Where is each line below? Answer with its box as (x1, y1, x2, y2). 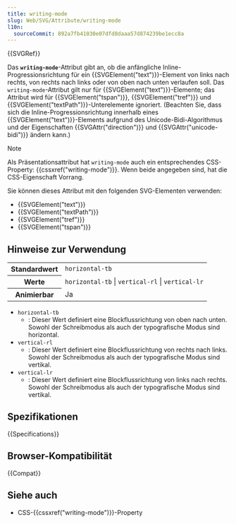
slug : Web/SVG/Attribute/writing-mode (7, 17, 121, 24)
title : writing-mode (7, 10, 68, 18)
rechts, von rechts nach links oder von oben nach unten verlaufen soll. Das (7, 78, 225, 87)
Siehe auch (7, 489, 58, 501)
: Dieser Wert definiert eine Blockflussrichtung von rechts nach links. (27, 345, 228, 354)
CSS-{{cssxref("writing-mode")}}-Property (17, 508, 143, 516)
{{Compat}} (7, 469, 41, 477)
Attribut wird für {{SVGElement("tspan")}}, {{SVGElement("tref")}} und (7, 93, 211, 102)
